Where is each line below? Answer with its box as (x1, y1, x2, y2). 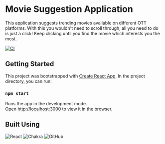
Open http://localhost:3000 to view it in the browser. (5, 106, 113, 112)
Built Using (5, 120, 40, 129)
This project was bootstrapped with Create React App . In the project (5, 73, 146, 79)
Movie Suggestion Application (5, 3, 133, 15)
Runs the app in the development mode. (5, 101, 87, 107)
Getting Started (5, 60, 54, 68)
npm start (5, 90, 29, 96)
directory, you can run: (5, 78, 52, 84)
